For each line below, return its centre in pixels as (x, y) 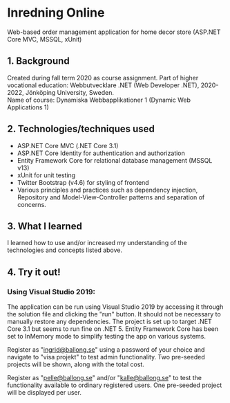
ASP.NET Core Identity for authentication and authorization (101, 153)
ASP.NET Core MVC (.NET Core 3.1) (68, 145)
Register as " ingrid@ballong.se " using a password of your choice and (106, 350)
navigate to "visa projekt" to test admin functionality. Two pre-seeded (106, 357)
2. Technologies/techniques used (81, 129)
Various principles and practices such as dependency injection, (107, 190)
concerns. (31, 204)
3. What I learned (45, 226)
